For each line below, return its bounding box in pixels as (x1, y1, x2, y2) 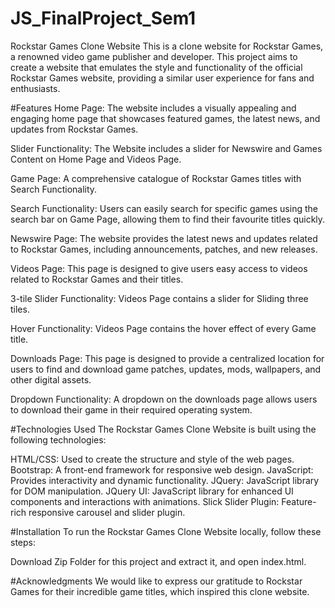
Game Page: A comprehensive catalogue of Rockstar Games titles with (10, 172, 302, 184)
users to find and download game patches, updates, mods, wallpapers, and (10, 363, 322, 375)
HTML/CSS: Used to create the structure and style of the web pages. (10, 453, 295, 465)
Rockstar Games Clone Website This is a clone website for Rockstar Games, (10, 40, 324, 52)
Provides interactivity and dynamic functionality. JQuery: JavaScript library (10, 474, 320, 486)
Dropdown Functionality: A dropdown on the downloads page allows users (10, 393, 318, 405)
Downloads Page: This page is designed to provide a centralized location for (10, 352, 325, 364)
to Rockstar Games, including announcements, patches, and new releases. (10, 243, 318, 255)
